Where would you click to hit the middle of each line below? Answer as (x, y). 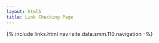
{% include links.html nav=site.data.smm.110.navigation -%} (80, 34)
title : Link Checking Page (40, 17)
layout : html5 (24, 11)
